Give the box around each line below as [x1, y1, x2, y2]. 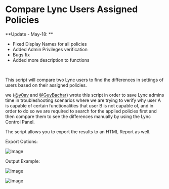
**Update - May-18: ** [5, 31, 53, 37]
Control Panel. [5, 119, 35, 125]
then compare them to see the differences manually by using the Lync [5, 113, 151, 120]
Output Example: [5, 158, 40, 164]
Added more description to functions [12, 57, 90, 63]
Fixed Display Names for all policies [12, 41, 87, 47]
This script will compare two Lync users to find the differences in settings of [5, 77, 164, 83]
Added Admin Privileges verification [12, 46, 88, 52]
